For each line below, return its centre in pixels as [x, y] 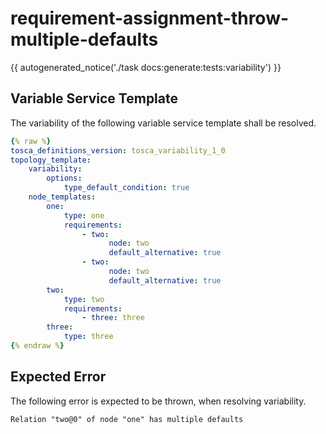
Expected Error [58, 377]
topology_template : [51, 160]
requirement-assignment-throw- [150, 18]
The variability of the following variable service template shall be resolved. [163, 123]
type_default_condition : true [126, 188]
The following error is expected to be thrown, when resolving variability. [158, 401]
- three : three [113, 318]
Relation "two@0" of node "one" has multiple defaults [127, 419]
